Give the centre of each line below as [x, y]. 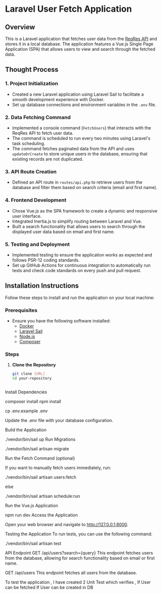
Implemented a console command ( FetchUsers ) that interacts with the [81, 127]
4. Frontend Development [36, 200]
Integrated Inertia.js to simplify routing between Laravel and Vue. [77, 221]
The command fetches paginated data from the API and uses [73, 148]
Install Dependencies [26, 392]
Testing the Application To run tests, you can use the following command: [79, 534]
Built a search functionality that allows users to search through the [79, 226]
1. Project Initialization [32, 84]
